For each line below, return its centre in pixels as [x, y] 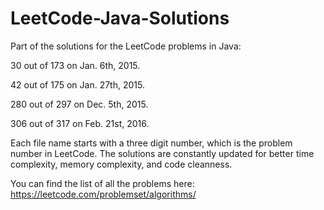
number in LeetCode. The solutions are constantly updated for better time [162, 153]
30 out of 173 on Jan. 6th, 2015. [75, 65]
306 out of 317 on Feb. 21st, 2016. [80, 123]
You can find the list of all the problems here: [102, 183]
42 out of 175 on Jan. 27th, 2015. [77, 84]
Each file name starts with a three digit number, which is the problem [151, 143]
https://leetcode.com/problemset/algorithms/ [103, 194]
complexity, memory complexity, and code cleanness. [121, 164]
